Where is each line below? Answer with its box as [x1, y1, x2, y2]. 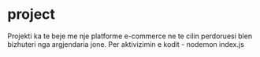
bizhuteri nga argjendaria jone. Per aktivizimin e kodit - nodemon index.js [7, 39, 245, 48]
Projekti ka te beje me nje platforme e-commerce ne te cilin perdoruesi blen [7, 31, 253, 41]
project [7, 5, 56, 23]
